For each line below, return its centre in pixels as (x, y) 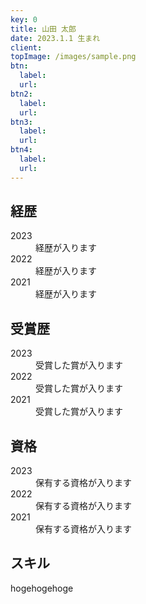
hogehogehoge (42, 588)
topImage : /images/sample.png (73, 57)
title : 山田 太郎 (43, 29)
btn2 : (21, 94)
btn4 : (21, 150)
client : (26, 47)
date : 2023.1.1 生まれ (55, 38)
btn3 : (21, 122)
